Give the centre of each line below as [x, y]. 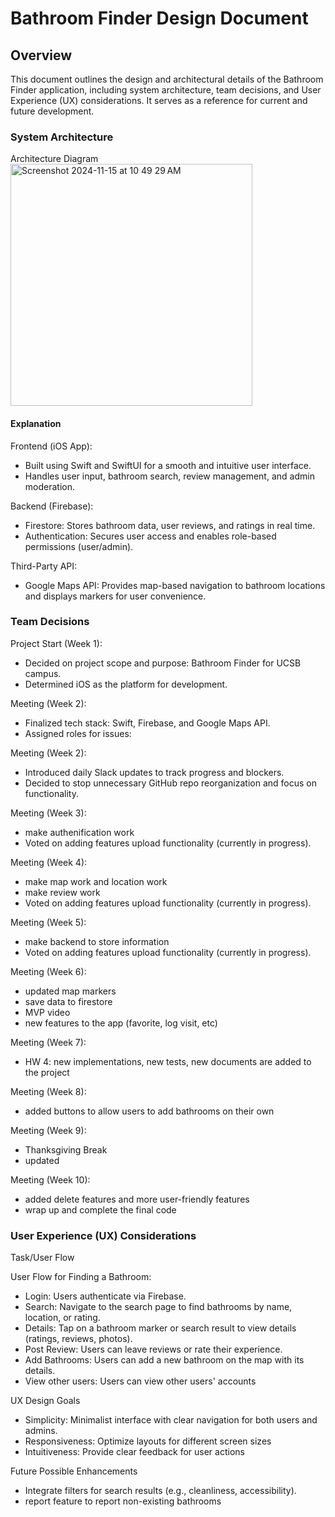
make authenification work [79, 832]
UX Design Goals [45, 1401]
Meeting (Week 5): [48, 922]
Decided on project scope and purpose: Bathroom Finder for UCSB [163, 663]
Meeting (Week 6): [48, 971]
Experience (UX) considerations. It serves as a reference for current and [159, 100]
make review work [62, 892]
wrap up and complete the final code [100, 1209]
